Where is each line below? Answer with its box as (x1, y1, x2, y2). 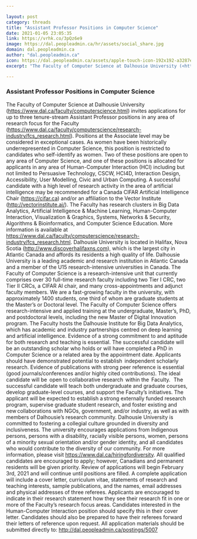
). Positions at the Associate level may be (70, 132, 170, 139)
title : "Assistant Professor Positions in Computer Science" (6, 25, 159, 31)
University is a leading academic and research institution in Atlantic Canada (6, 257, 189, 264)
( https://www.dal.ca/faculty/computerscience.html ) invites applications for (6, 107, 186, 114)
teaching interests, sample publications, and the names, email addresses (6, 482, 182, 489)
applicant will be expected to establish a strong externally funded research (6, 395, 186, 402)
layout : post (6, 14, 38, 19)
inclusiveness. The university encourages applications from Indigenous (6, 426, 178, 433)
